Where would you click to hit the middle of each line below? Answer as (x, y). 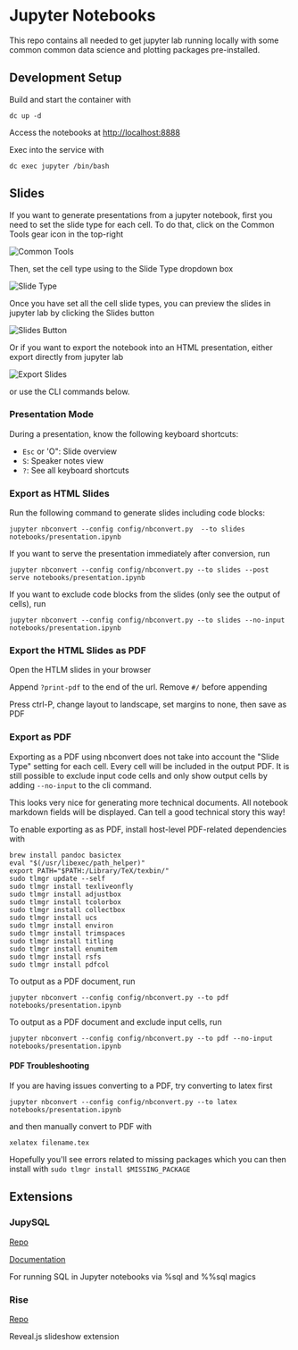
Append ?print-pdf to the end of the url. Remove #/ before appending (138, 687)
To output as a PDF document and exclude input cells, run (116, 1022)
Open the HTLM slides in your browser (80, 670)
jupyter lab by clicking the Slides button (82, 313)
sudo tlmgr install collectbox (67, 910)
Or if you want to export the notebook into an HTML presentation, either (141, 347)
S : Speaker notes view (63, 460)
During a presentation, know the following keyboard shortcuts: (124, 433)
